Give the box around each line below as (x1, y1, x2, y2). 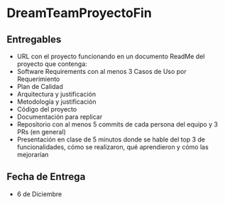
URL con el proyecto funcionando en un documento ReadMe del (16, 52, 205, 60)
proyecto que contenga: (16, 60, 88, 68)
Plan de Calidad (16, 82, 63, 90)
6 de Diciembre (16, 190, 62, 198)
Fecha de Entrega (6, 171, 86, 183)
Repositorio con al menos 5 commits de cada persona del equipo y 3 (16, 120, 218, 129)
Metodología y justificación (16, 97, 97, 106)
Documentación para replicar (16, 112, 103, 121)
